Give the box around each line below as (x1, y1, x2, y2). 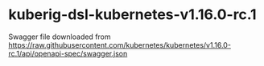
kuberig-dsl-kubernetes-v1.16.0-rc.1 (8, 6, 257, 24)
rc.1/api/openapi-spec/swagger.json (8, 49, 128, 58)
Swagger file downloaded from (8, 32, 111, 41)
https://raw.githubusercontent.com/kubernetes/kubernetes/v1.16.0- (8, 40, 232, 49)
